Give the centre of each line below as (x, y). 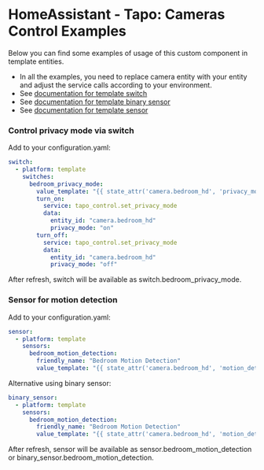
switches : (38, 176)
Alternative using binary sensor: (60, 383)
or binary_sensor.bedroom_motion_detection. (81, 457)
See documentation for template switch (83, 93)
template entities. (36, 61)
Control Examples (68, 31)
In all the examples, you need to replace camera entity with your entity (133, 76)
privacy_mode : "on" (82, 228)
